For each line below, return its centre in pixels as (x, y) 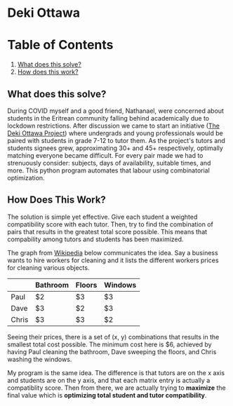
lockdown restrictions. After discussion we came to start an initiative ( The (113, 126)
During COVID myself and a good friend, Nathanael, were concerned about (116, 111)
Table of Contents (60, 45)
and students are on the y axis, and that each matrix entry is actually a (109, 380)
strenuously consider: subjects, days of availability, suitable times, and (109, 163)
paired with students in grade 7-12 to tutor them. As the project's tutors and (116, 140)
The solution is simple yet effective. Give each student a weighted (102, 217)
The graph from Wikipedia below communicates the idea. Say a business (113, 252)
